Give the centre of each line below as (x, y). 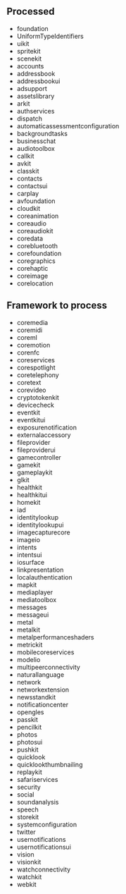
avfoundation (36, 201)
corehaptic (32, 268)
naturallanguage (40, 674)
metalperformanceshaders (55, 637)
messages (32, 607)
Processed (31, 12)
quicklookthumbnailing (50, 764)
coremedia (32, 322)
